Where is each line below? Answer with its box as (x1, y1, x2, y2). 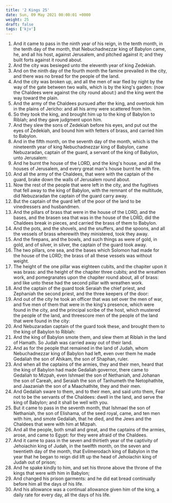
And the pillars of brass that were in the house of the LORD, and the (13, 209, 156, 215)
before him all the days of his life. (13, 481, 83, 487)
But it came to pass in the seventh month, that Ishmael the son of (13, 405, 150, 411)
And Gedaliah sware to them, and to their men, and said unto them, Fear (13, 388, 165, 395)
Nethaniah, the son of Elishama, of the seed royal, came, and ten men (13, 410, 160, 417)
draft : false (6, 21, 34, 27)
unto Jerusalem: (13, 155, 48, 161)
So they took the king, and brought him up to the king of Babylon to (13, 111, 155, 118)
